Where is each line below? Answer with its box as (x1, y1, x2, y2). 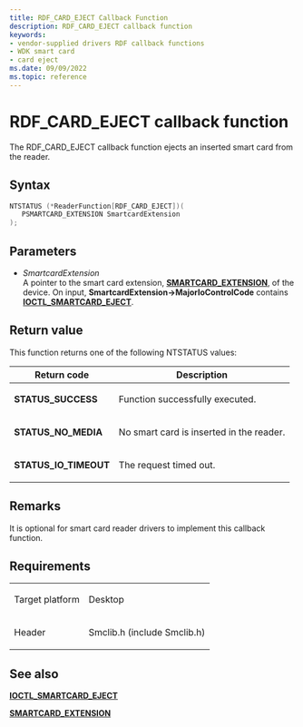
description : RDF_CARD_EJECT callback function (9, 22, 193, 31)
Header (14, 626, 46, 639)
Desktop (88, 594, 124, 606)
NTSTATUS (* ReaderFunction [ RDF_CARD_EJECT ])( (9, 201, 184, 211)
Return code (34, 368, 89, 381)
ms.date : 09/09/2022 (9, 64, 88, 74)
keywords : (9, 30, 47, 39)
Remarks (9, 498, 62, 514)
